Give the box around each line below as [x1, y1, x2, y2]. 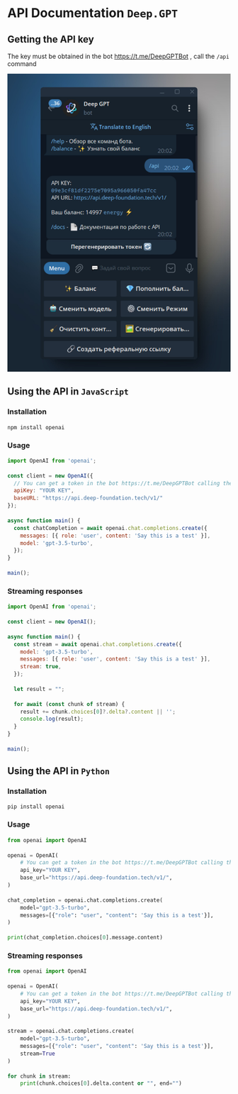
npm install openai [7, 424, 65, 431]
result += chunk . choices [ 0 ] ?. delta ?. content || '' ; [20, 708, 176, 715]
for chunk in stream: [7, 1073, 72, 1080]
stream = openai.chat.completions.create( [7, 1027, 135, 1035]
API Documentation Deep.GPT [7, 5, 178, 21]
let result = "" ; [13, 685, 65, 692]
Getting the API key [7, 33, 94, 45]
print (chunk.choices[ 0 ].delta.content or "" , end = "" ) [20, 1080, 182, 1087]
